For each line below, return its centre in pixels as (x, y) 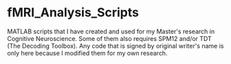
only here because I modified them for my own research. (87, 53)
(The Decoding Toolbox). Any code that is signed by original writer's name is (115, 46)
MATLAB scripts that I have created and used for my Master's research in (111, 31)
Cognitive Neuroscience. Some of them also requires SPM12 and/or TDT (109, 38)
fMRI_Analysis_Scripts (73, 13)
